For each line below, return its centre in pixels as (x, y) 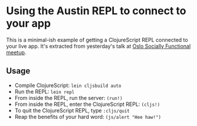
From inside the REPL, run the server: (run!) (68, 98)
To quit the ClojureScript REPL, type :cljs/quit (72, 110)
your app (29, 23)
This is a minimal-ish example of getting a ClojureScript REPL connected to (97, 40)
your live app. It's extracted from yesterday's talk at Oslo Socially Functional (98, 46)
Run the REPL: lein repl (45, 91)
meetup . (16, 52)
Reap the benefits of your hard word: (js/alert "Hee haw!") (88, 117)
